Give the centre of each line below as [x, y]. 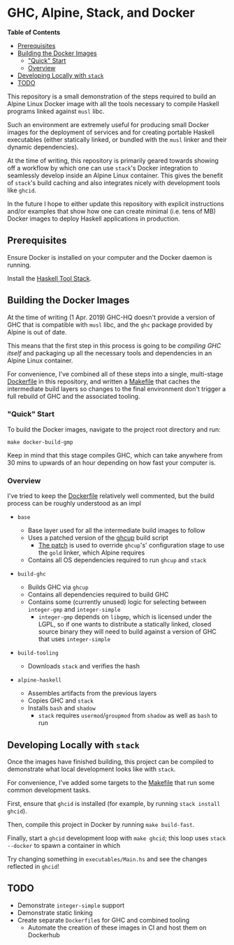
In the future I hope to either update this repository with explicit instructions [116, 203]
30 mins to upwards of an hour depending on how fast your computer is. [112, 462]
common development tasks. [49, 790]
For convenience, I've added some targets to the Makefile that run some [111, 782]
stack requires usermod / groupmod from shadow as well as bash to [128, 716]
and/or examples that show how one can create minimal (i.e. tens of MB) [112, 211]
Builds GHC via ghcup [58, 587]
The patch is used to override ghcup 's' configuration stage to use [131, 545]
